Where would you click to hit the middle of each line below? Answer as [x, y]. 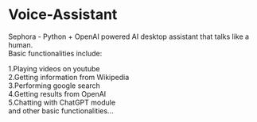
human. [21, 44]
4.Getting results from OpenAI [57, 93]
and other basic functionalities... [61, 111]
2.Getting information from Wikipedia [69, 77]
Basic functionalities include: [55, 53]
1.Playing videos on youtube [54, 68]
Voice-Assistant [63, 15]
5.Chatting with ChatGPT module [62, 102]
